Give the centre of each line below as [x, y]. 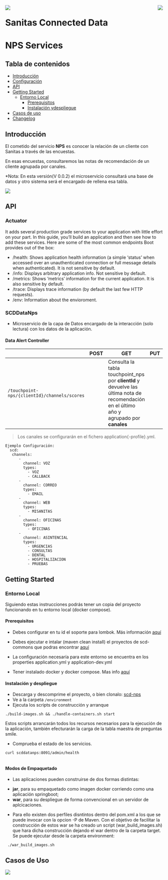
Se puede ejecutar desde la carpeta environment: [63, 836]
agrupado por [124, 418]
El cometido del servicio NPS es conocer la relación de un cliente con [77, 146]
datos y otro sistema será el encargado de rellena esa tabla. [67, 181]
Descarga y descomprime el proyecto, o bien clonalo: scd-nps [76, 695]
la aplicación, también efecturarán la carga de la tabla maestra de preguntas [84, 729]
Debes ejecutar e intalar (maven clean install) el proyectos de [75, 642]
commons [23, 647]
